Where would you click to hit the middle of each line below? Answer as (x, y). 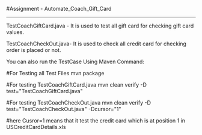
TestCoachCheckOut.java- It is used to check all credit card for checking (96, 44)
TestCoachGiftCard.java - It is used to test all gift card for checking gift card (100, 26)
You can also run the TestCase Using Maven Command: (75, 62)
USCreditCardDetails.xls (36, 127)
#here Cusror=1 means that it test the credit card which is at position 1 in (96, 121)
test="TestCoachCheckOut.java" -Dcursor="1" (64, 109)
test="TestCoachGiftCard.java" (44, 91)
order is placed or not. (34, 50)
